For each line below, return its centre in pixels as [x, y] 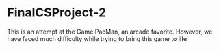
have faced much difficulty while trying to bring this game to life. [98, 38]
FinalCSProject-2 [57, 13]
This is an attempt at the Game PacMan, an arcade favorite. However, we [110, 32]
